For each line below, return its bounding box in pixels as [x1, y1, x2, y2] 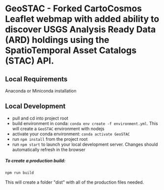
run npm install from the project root [12, 136, 88, 142]
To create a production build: [5, 158, 66, 164]
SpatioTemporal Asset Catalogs [5, 45, 137, 56]
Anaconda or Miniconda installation [5, 88, 77, 94]
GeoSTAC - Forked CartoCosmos [5, 3, 142, 14]
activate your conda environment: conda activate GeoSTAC [12, 131, 130, 137]
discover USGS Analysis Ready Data [5, 24, 156, 35]
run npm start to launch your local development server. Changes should [12, 141, 158, 147]
